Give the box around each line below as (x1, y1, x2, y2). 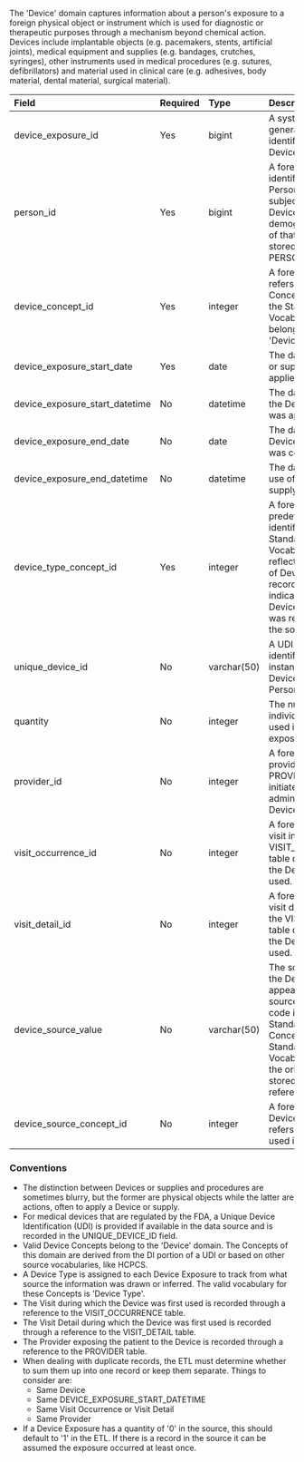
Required (159, 97, 200, 109)
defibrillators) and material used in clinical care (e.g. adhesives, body (9, 65, 267, 76)
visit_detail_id (14, 918, 71, 931)
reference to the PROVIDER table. (22, 1346, 147, 1357)
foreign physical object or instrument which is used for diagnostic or (9, 17, 264, 28)
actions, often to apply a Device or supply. (22, 1202, 180, 1213)
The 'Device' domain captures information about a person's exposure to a (9, 8, 285, 18)
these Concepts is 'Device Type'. (22, 1288, 146, 1300)
